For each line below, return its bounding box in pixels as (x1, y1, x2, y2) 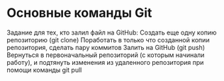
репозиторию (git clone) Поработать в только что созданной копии (6, 35, 210, 44)
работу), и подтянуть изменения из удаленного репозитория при (6, 58, 204, 66)
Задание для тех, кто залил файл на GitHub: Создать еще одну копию (6, 28, 217, 37)
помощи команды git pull (6, 66, 82, 74)
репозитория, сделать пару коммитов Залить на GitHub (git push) (6, 43, 206, 51)
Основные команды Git (6, 5, 152, 21)
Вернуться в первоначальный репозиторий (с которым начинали (6, 51, 205, 59)
